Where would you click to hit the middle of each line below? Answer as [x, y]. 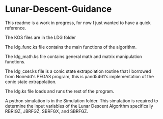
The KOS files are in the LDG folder [41, 37]
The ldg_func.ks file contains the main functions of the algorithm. [71, 47]
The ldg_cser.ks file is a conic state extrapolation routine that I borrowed [78, 71]
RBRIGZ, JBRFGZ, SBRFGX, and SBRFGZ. [47, 111]
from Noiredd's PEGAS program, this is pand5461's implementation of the [80, 76]
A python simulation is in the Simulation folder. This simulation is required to [82, 101]
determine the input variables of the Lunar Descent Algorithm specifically [79, 106]
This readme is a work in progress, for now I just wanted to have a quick [78, 23]
